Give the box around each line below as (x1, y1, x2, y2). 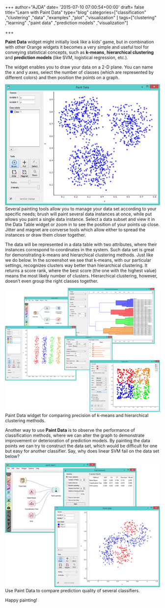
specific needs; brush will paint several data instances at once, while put (5, 211, 152, 217)
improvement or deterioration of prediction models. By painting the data (5, 438, 151, 443)
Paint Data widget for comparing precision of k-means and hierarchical (5, 413, 149, 418)
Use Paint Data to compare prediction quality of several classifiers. (5, 588, 140, 594)
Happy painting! (5, 597, 38, 603)
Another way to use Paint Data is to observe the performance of (5, 427, 135, 433)
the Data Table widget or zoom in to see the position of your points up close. (5, 221, 160, 227)
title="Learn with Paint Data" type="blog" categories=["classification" (5, 9, 146, 15)
